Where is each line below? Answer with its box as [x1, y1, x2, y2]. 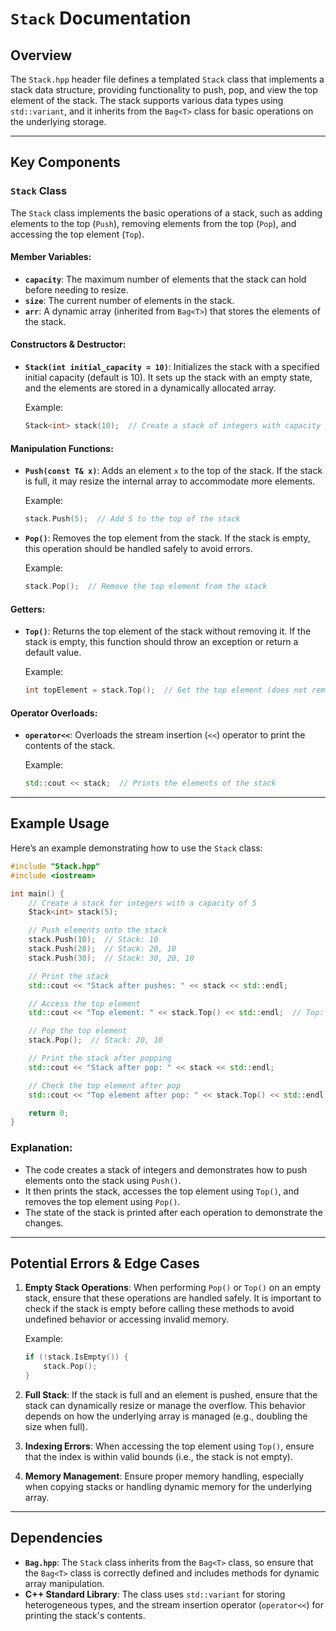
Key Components [10, 154, 121, 171]
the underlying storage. [10, 116, 107, 127]
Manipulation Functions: [10, 442, 114, 454]
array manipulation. [24, 1577, 105, 1589]
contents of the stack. [24, 740, 116, 752]
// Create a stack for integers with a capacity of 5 [28, 898, 257, 908]
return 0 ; [28, 1108, 70, 1118]
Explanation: [10, 1141, 73, 1155]
